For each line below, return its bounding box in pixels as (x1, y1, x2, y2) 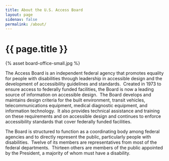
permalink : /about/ (5, 21, 47, 27)
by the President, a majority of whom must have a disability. (5, 150, 131, 156)
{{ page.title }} (5, 44, 68, 55)
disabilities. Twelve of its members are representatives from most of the (5, 139, 157, 145)
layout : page (5, 12, 33, 17)
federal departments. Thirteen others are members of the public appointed (5, 145, 163, 151)
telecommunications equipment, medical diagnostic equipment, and (5, 103, 148, 109)
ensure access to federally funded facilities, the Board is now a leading (5, 86, 154, 92)
